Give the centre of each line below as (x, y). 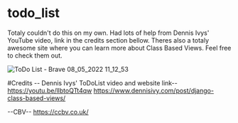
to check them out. (35, 55)
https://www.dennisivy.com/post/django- (154, 90)
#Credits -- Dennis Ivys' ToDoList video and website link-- (92, 82)
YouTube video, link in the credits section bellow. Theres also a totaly (108, 40)
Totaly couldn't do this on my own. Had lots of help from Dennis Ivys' (108, 33)
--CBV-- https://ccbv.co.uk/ (48, 112)
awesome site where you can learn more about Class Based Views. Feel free (119, 48)
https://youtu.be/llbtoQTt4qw (50, 90)
